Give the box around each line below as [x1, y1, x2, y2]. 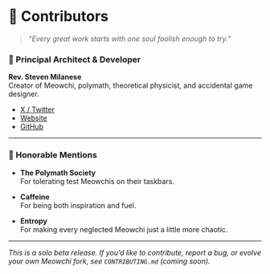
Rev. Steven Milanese [8, 72, 82, 82]
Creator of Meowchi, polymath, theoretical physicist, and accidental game [8, 80, 253, 91]
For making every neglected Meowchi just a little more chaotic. [19, 224, 228, 234]
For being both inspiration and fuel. [19, 200, 137, 210]
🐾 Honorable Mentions [8, 149, 98, 161]
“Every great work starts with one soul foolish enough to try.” [27, 34, 231, 43]
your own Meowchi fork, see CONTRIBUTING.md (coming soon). [8, 256, 211, 266]
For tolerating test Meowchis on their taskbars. [19, 176, 175, 186]
